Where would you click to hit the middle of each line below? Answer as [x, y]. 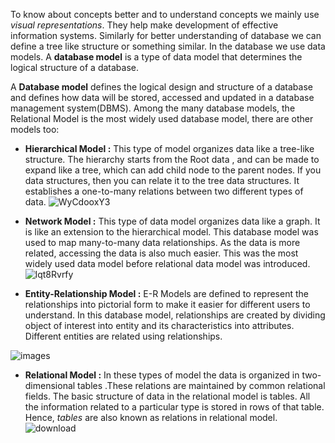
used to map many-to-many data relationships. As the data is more [162, 242]
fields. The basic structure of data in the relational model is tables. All [167, 396]
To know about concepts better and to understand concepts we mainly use [165, 14]
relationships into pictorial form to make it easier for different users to [167, 304]
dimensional [50, 385]
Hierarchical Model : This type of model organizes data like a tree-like [169, 148]
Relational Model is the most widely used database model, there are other [162, 118]
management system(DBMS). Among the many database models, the [153, 108]
